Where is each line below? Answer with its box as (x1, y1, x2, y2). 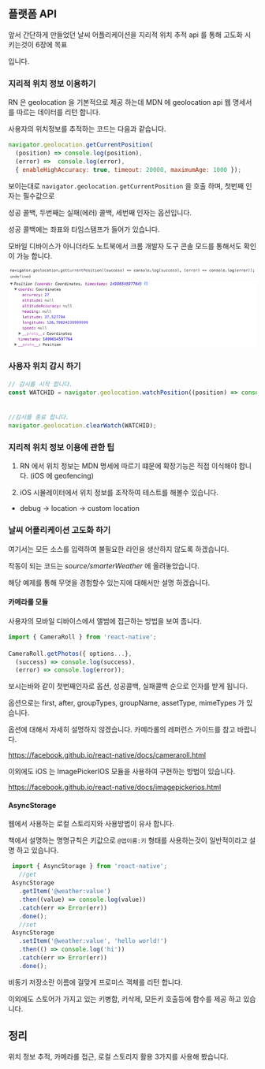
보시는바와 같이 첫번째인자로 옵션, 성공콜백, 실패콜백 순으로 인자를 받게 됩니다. (8, 681, 248, 691)
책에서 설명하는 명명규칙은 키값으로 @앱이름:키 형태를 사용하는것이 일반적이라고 (8, 836, 248, 845)
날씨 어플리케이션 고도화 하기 (8, 525, 111, 536)
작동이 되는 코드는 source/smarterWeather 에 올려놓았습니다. (8, 561, 200, 570)
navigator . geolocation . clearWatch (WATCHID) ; (8, 422, 157, 430)
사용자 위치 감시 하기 (8, 361, 81, 372)
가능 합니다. (16, 251, 53, 260)
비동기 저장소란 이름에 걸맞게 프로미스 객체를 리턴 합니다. (8, 977, 183, 987)
